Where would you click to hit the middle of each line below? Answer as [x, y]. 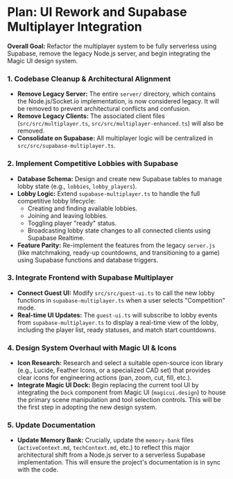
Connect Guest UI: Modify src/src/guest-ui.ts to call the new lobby [116, 293]
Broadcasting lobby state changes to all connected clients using [119, 230]
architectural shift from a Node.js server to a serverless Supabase [111, 455]
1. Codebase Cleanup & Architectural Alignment [89, 78]
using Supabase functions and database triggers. [88, 260]
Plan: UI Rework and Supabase [97, 12]
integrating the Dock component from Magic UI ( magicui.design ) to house [121, 392]
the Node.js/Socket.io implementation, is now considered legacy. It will [118, 101]
